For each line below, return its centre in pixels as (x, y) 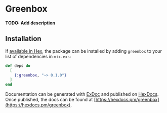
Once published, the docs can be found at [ (51, 100)
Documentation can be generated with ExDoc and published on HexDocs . (82, 94)
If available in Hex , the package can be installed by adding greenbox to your (83, 51)
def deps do (18, 66)
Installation (23, 39)
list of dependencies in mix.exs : (38, 56)
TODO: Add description (30, 23)
